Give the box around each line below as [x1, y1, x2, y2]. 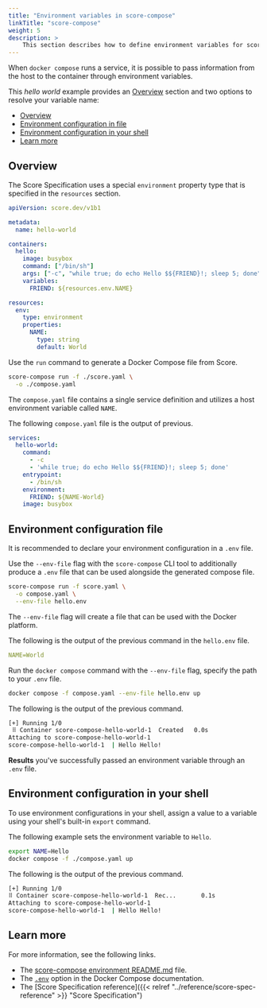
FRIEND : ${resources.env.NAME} [29, 284, 133, 293]
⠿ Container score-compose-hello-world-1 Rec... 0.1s [8, 892, 216, 900]
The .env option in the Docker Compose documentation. [19, 973, 204, 983]
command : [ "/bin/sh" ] [22, 262, 94, 270]
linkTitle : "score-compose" [8, 19, 102, 27]
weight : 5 [8, 26, 41, 34]
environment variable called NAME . [8, 403, 118, 413]
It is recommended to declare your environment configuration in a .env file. [8, 544, 253, 553]
